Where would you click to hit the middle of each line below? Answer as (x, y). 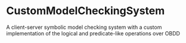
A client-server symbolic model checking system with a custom (84, 27)
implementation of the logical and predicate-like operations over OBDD (93, 33)
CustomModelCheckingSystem (86, 11)
